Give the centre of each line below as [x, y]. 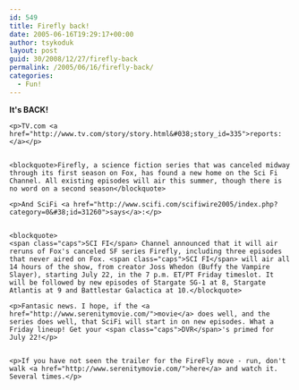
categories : [31, 76]
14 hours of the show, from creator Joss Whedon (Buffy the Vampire [140, 267]
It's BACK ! [29, 109]
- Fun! [30, 84]
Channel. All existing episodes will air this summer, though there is [145, 181]
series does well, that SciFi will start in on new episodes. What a [142, 322]
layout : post [34, 51]
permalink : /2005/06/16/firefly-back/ [81, 68]
